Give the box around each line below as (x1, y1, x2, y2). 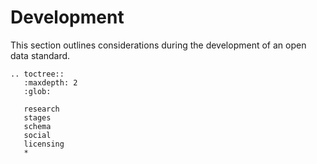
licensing (23, 139, 65, 149)
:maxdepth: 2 (23, 77, 78, 88)
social (23, 130, 52, 140)
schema (23, 121, 52, 131)
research (23, 104, 60, 114)
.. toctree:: (10, 69, 65, 79)
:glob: (23, 86, 52, 96)
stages (23, 112, 52, 123)
